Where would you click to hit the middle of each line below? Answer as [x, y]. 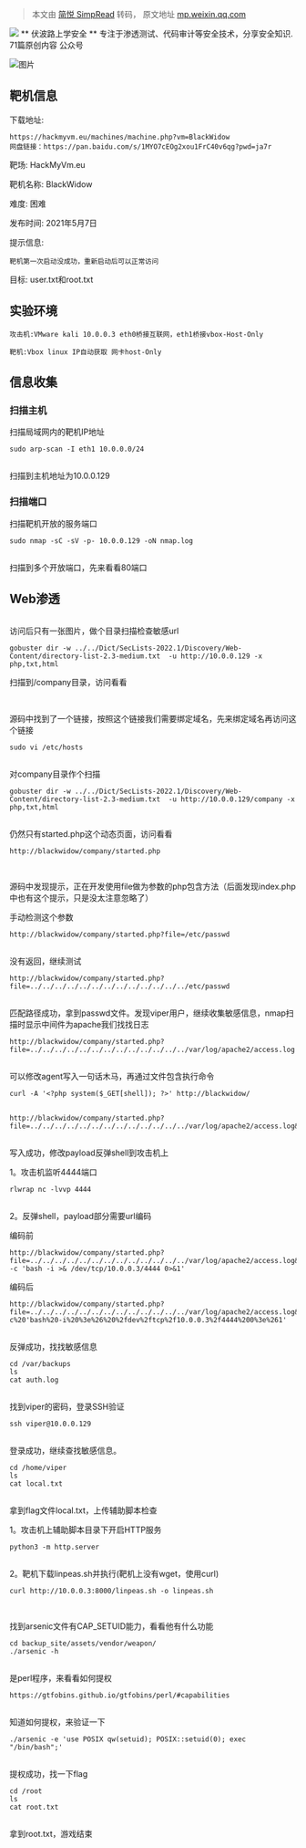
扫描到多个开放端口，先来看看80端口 [78, 567]
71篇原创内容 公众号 [46, 45]
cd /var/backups [40, 1364]
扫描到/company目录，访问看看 [68, 683]
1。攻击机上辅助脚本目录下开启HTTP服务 [86, 1530]
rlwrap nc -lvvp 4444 [51, 1190]
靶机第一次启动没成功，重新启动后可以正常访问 [84, 261]
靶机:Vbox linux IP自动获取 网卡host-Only [86, 352]
